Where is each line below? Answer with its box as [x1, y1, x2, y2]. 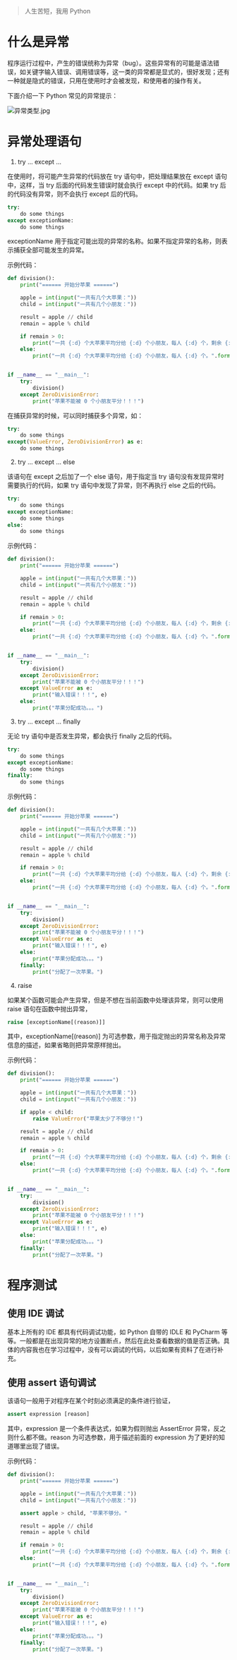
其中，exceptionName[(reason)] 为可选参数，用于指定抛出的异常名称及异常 [7, 1032, 226, 1041]
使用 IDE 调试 [7, 1307, 64, 1319]
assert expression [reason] [7, 1410, 90, 1418]
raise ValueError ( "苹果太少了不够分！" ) [32, 1115, 143, 1122]
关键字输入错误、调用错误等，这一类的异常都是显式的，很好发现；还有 [25, 67, 230, 76]
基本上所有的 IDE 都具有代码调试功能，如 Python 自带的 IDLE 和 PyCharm [7, 1327, 220, 1336]
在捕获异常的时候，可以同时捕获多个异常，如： [7, 411, 143, 420]
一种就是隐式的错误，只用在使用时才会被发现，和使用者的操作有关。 [7, 76, 205, 85]
